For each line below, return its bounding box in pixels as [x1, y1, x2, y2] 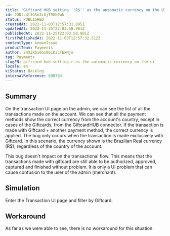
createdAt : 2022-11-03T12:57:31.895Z [5, 21, 85, 27]
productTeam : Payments [5, 45, 53, 50]
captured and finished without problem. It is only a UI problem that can [5, 164, 153, 170]
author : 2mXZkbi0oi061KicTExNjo [5, 50, 73, 55]
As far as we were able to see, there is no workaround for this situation [5, 225, 153, 231]
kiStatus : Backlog [5, 69, 44, 74]
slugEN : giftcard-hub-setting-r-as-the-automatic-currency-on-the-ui [5, 59, 155, 64]
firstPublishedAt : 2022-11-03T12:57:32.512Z [5, 36, 101, 41]
